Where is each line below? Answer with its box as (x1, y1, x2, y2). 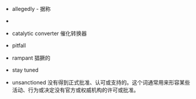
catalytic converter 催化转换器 (11, 30, 87, 37)
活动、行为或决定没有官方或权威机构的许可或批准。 (11, 86, 139, 94)
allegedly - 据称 (11, 5, 51, 12)
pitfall (11, 42, 26, 49)
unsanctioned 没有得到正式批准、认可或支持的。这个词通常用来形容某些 (11, 79, 191, 86)
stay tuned (11, 66, 39, 74)
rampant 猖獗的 (11, 54, 51, 62)
